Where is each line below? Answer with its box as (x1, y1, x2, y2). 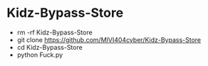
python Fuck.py (16, 51, 63, 59)
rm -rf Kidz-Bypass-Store (16, 28, 93, 37)
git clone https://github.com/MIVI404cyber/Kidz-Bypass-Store (16, 35, 201, 44)
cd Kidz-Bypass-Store (16, 43, 83, 51)
